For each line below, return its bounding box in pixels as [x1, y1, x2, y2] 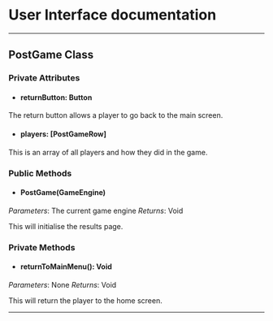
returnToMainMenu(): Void [19, 262, 112, 271]
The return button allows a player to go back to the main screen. [8, 111, 223, 120]
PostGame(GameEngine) [19, 188, 106, 197]
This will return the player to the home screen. [8, 295, 162, 306]
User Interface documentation [8, 6, 217, 24]
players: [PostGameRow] [19, 129, 107, 139]
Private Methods [8, 241, 76, 253]
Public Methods [8, 167, 72, 179]
